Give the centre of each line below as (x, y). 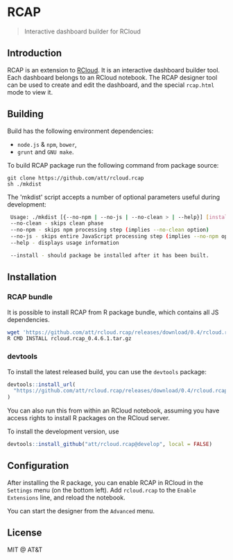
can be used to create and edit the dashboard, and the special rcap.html (111, 85)
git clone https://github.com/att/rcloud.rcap (76, 178)
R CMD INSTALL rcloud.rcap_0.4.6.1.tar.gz (69, 339)
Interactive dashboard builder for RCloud (82, 31)
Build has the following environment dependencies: (80, 131)
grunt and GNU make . (45, 152)
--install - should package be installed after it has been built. (110, 255)
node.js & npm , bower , (47, 144)
